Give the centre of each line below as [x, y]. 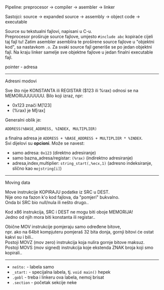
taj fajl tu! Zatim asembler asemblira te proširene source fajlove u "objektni [80, 42]
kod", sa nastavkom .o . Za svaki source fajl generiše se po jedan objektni [79, 47]
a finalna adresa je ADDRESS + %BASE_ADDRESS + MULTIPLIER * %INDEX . [74, 138]
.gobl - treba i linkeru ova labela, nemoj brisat [58, 277]
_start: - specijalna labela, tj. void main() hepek [61, 272]
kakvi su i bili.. [19, 237]
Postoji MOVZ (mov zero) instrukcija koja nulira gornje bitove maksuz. [75, 242]
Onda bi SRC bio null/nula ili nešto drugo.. [47, 202]
